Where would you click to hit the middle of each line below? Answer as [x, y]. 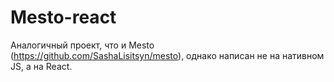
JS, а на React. [41, 66]
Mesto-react [63, 17]
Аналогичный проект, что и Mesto [82, 45]
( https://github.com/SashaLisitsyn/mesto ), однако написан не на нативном [167, 55]
